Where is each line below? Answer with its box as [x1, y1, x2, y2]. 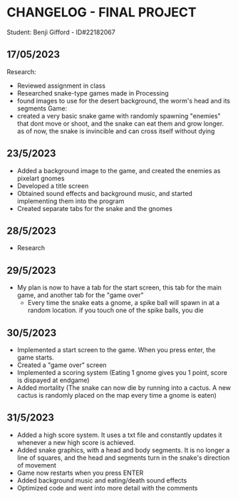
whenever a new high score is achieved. [16, 438, 136, 446]
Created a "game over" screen [16, 361, 107, 369]
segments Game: [16, 104, 68, 113]
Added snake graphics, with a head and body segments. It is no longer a [16, 446, 230, 454]
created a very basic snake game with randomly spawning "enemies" [16, 111, 222, 120]
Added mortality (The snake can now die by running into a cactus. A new [16, 384, 232, 392]
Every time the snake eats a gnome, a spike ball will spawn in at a [27, 299, 220, 307]
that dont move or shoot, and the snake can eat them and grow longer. [16, 119, 224, 128]
